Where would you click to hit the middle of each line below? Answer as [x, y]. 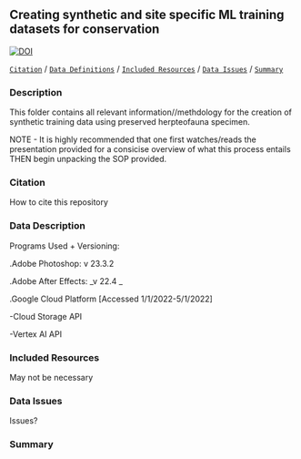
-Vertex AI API [35, 334]
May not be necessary [51, 377]
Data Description [48, 226]
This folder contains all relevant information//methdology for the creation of [151, 112]
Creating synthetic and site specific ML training [147, 15]
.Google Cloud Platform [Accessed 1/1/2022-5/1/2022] [111, 299]
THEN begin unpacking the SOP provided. [88, 159]
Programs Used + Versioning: [65, 246]
